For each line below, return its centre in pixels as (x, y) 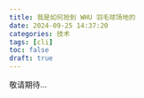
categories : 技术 (40, 34)
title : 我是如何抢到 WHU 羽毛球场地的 (72, 17)
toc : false (29, 50)
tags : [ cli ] (31, 42)
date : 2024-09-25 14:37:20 (59, 26)
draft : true (31, 58)
